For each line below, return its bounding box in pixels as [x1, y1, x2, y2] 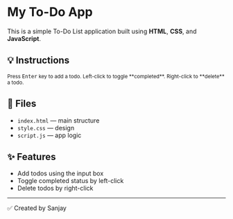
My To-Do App [7, 4, 93, 20]
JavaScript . [7, 34, 42, 42]
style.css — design [17, 123, 75, 132]
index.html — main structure [17, 116, 100, 125]
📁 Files [7, 98, 37, 109]
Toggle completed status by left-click [17, 177, 124, 185]
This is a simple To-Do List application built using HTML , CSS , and [7, 27, 197, 35]
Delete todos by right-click [17, 184, 94, 193]
